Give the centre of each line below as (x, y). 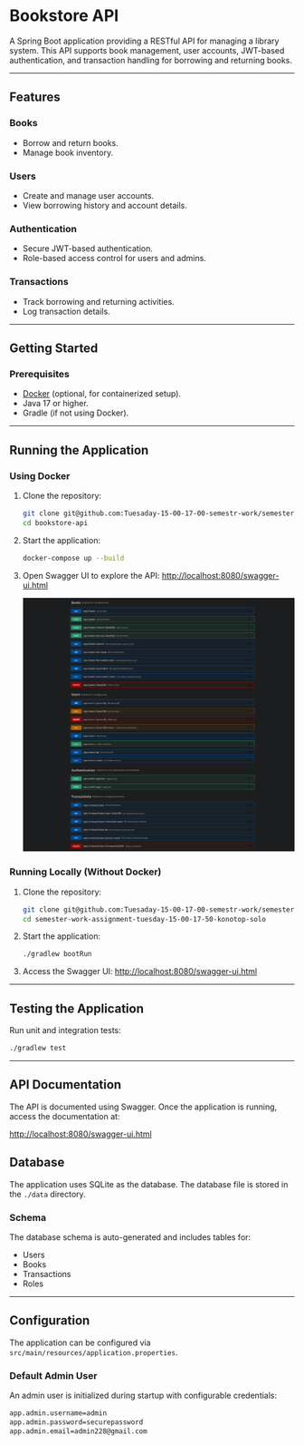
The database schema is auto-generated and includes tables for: (130, 1237)
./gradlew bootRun (57, 954)
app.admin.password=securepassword (76, 1422)
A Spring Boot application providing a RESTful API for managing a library (144, 41)
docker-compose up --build (73, 558)
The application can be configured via (80, 1342)
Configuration (50, 1321)
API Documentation (66, 1085)
